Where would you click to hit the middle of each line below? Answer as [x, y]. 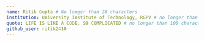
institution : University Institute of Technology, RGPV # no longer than [102, 17]
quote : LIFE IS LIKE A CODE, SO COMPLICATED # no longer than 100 [92, 23]
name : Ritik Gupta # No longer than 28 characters [72, 12]
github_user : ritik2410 [37, 29]
